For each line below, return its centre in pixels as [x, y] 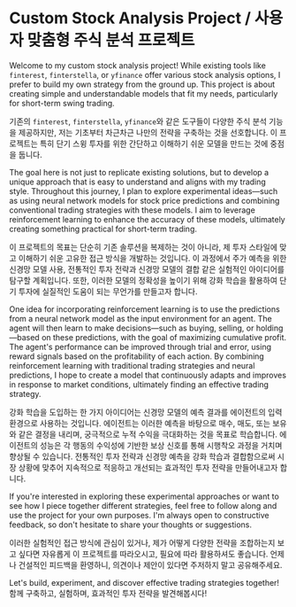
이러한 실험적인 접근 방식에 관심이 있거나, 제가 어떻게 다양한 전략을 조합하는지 [142, 542]
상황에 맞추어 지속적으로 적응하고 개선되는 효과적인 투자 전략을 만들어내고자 [148, 467]
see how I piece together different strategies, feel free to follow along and [143, 505]
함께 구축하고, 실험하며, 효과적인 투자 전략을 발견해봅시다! [108, 593]
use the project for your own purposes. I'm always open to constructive [139, 515]
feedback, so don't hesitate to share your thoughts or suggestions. [130, 525]
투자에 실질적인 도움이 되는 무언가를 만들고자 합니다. [108, 291]
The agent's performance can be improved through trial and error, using [140, 346]
